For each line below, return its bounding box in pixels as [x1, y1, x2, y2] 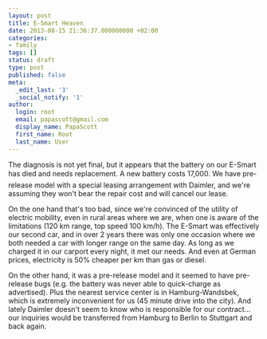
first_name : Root [15, 130, 73, 138]
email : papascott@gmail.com [15, 116, 109, 124]
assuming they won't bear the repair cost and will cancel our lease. [8, 188, 229, 198]
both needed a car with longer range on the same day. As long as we [8, 238, 235, 247]
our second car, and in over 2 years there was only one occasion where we [8, 229, 255, 239]
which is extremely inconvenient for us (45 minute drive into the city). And [8, 296, 252, 305]
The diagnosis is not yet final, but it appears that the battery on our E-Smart [8, 160, 257, 169]
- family [8, 41, 37, 49]
